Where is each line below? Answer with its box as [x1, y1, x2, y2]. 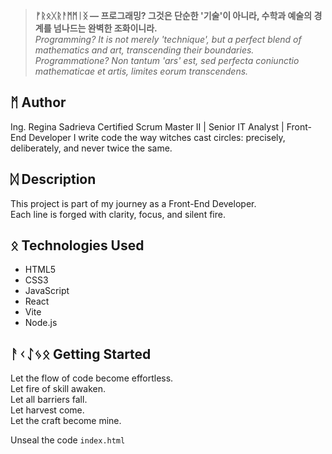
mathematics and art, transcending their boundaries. [34, 44, 255, 56]
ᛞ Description [10, 171, 97, 188]
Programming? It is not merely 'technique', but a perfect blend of [34, 34, 302, 45]
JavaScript [24, 285, 70, 297]
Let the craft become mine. [10, 415, 122, 427]
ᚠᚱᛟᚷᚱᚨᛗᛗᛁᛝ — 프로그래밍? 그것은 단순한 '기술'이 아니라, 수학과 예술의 [34, 10, 313, 21]
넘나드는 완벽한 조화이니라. [53, 22, 158, 34]
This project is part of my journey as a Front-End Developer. [10, 197, 257, 209]
